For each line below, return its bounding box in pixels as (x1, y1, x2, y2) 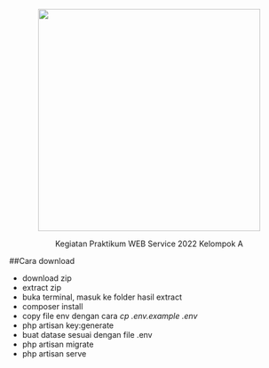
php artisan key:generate (21, 320, 115, 331)
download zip (21, 273, 73, 284)
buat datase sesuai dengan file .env (21, 330, 153, 340)
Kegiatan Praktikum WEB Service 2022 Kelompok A (54, 238, 244, 249)
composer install (21, 301, 83, 311)
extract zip (21, 283, 62, 292)
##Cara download (9, 256, 75, 266)
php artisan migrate (21, 339, 94, 349)
